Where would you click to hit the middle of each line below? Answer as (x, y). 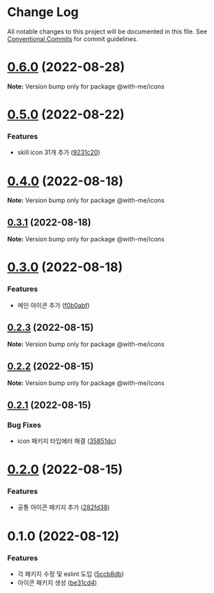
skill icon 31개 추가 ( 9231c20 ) (59, 152)
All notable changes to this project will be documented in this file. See (107, 31)
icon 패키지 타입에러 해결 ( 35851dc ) (67, 441)
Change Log (43, 12)
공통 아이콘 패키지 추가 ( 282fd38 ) (63, 507)
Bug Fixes (24, 425)
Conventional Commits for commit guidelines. (72, 38)
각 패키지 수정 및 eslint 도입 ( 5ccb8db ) (70, 573)
